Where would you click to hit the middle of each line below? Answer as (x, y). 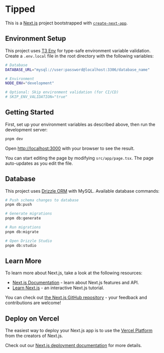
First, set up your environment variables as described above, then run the (80, 124)
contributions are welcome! (33, 303)
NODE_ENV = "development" (30, 83)
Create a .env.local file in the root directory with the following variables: (80, 56)
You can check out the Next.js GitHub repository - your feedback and (76, 298)
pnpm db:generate (23, 218)
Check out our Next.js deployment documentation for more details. (74, 346)
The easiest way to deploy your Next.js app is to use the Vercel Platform (79, 331)
